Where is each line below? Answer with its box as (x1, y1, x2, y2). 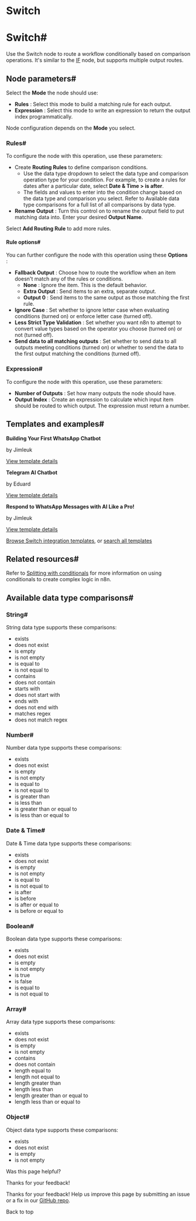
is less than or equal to (14, 812, 70, 819)
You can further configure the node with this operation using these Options (6, 251, 188, 259)
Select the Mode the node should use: (6, 89, 98, 96)
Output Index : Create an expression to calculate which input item (14, 396, 174, 403)
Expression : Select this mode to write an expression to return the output (14, 107, 191, 114)
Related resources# (6, 554, 79, 564)
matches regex (14, 710, 51, 717)
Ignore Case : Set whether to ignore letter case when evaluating (14, 306, 170, 313)
